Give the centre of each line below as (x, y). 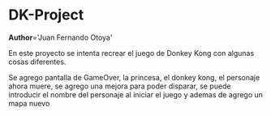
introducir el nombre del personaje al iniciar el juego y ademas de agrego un (136, 94)
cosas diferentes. (37, 62)
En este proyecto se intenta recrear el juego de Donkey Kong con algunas (131, 53)
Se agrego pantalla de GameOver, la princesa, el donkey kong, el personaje (134, 77)
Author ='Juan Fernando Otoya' (60, 37)
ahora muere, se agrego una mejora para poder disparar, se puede (120, 86)
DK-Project (46, 15)
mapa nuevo (29, 103)
